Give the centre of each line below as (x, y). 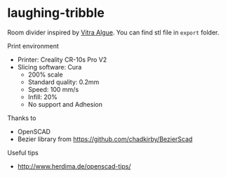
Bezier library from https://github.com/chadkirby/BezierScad (105, 139)
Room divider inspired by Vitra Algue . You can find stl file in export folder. (113, 32)
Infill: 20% (43, 97)
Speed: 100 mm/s (53, 89)
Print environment (33, 46)
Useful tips (23, 152)
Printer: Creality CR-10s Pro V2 (62, 59)
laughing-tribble (56, 13)
